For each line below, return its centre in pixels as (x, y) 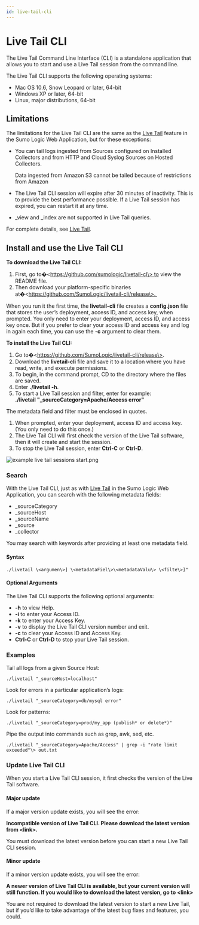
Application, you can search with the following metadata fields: (84, 495)
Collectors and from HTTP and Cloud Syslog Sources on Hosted (94, 157)
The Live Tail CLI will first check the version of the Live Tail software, (99, 436)
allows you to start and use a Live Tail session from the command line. (93, 64)
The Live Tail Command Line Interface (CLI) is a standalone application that (99, 58)
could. (14, 916)
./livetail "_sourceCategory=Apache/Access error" (79, 400)
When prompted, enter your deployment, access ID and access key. (98, 423)
